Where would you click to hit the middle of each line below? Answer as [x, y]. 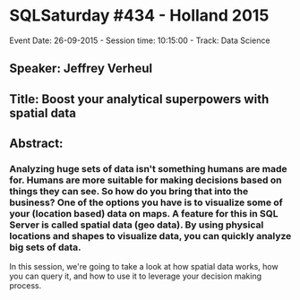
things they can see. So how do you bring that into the [129, 192]
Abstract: [36, 144]
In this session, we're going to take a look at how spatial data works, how [144, 267]
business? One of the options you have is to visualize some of [146, 202]
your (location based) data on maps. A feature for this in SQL [144, 214]
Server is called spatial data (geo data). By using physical [137, 225]
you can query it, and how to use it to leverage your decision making [136, 276]
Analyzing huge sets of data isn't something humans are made [148, 169]
